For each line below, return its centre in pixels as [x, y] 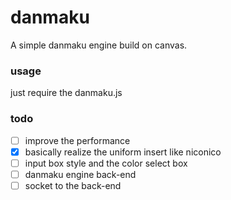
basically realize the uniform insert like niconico [123, 152]
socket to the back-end [73, 185]
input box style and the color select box [106, 163]
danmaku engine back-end [80, 174]
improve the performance [77, 140]
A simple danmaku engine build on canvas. [99, 45]
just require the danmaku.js [66, 93]
